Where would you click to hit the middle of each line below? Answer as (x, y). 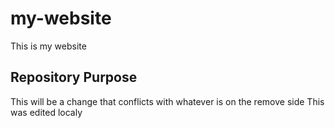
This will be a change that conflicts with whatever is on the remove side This (167, 101)
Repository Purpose (74, 77)
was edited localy (46, 112)
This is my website (48, 46)
